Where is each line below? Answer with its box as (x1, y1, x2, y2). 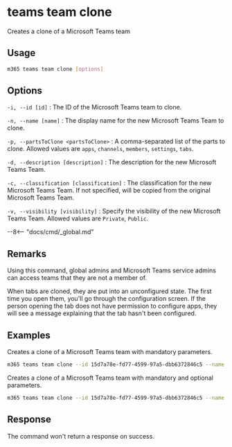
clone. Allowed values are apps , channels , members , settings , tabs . (7, 145, 194, 153)
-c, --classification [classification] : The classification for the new (7, 179, 212, 187)
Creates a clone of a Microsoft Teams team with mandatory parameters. (7, 348, 213, 356)
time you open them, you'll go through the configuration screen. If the (7, 295, 206, 303)
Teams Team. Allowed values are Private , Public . (7, 214, 149, 222)
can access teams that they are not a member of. (7, 274, 148, 282)
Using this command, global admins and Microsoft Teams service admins (7, 266, 217, 274)
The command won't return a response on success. (7, 432, 154, 440)
